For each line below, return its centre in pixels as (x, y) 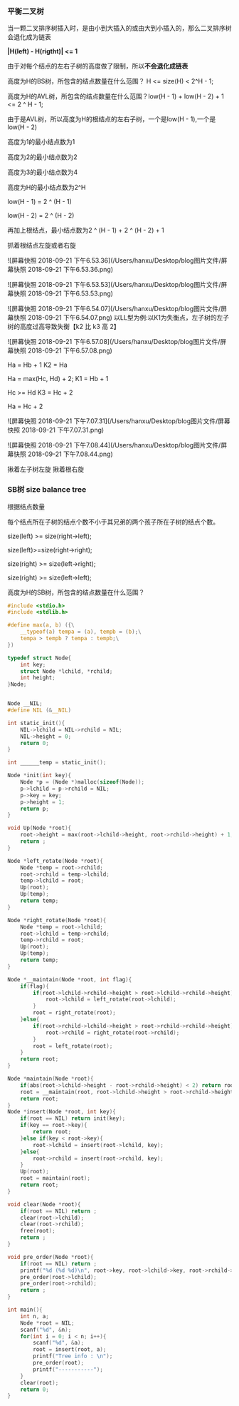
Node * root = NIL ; (47, 1323)
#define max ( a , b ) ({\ (41, 625)
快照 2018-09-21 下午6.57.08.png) (63, 350)
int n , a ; (35, 1316)
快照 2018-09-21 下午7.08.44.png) (63, 454)
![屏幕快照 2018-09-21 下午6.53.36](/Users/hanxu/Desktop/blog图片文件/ (115, 261)
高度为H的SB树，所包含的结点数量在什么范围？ (76, 592)
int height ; (38, 678)
